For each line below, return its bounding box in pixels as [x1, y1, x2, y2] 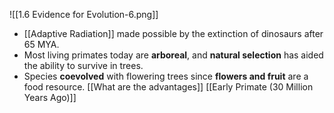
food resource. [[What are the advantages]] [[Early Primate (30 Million [23, 81, 314, 93]
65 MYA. [23, 39, 60, 50]
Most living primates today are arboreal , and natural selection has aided [23, 49, 324, 61]
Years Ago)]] [23, 92, 77, 103]
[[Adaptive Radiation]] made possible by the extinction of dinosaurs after [23, 28, 324, 39]
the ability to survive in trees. [23, 60, 144, 71]
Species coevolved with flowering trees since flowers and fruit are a [23, 70, 309, 82]
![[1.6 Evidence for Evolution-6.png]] [9, 9, 159, 20]
